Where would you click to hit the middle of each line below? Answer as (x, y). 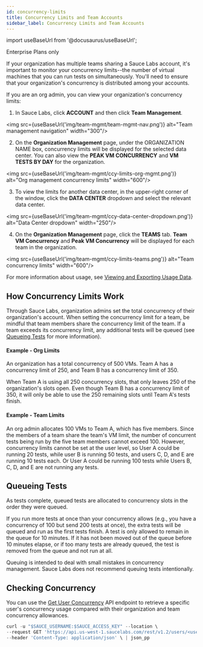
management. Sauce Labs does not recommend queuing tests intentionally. (100, 569)
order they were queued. (37, 507)
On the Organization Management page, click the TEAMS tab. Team (101, 235)
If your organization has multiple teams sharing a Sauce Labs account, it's (98, 63)
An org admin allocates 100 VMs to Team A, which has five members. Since (100, 428)
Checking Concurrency (51, 588)
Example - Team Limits (35, 415)
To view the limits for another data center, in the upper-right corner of (101, 192)
